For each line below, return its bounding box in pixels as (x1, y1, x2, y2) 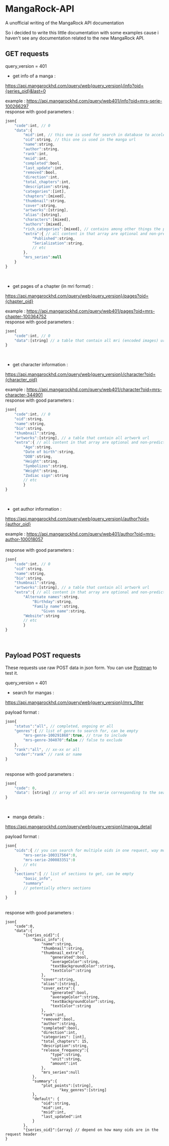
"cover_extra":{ (41, 986, 75, 991)
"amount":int (50, 1061, 78, 1066)
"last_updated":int (41, 1114, 82, 1119)
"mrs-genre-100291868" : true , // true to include (23, 733, 127, 738)
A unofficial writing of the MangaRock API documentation (5, 20, 124, 26)
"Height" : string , (23, 459, 59, 464)
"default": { (32, 1096, 59, 1101)
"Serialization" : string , (32, 241, 84, 246)
